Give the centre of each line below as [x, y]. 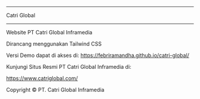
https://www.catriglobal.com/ [42, 78]
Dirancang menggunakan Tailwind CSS [54, 44]
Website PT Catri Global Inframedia [49, 32]
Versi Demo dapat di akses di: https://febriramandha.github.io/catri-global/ [98, 55]
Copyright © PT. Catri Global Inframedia [55, 90]
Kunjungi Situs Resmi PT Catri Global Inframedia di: [69, 67]
